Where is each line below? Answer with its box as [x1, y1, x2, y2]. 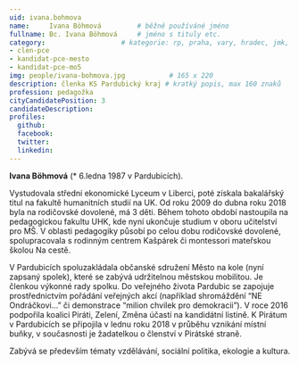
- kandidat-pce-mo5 [9, 63, 82, 72]
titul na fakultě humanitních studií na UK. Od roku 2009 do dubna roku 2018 [9, 197, 287, 208]
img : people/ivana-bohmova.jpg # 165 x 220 [9, 71, 214, 80]
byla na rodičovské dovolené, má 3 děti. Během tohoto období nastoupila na [9, 206, 288, 217]
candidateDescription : [9, 104, 94, 113]
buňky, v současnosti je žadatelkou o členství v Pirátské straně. [9, 328, 243, 339]
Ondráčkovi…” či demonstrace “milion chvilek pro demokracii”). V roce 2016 [9, 300, 288, 311]
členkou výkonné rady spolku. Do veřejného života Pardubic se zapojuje [9, 280, 275, 291]
